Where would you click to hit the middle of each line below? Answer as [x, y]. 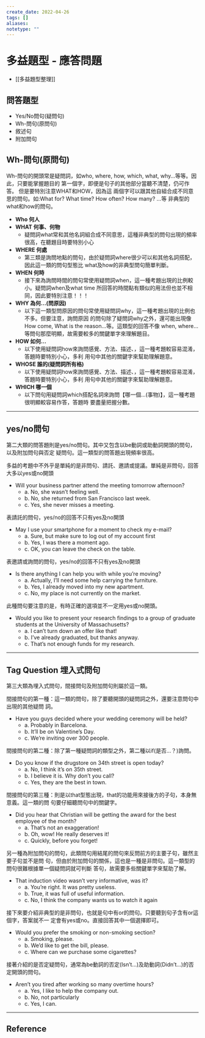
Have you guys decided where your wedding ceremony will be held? [101, 719]
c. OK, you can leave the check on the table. [80, 549]
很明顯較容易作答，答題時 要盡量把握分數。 [78, 402]
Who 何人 [27, 219]
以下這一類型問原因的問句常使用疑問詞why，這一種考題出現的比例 [107, 310]
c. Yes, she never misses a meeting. [69, 504]
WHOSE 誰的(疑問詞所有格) [49, 364]
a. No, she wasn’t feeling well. [62, 492]
